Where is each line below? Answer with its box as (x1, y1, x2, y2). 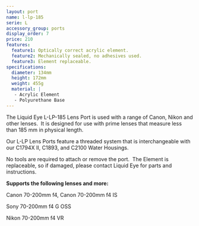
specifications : (6, 64, 46, 70)
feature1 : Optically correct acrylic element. (11, 48, 129, 54)
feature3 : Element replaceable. (11, 58, 92, 64)
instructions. (6, 168, 37, 175)
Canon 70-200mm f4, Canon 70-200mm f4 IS (6, 191, 118, 198)
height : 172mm (11, 75, 46, 81)
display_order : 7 (6, 31, 49, 37)
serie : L (6, 20, 28, 26)
